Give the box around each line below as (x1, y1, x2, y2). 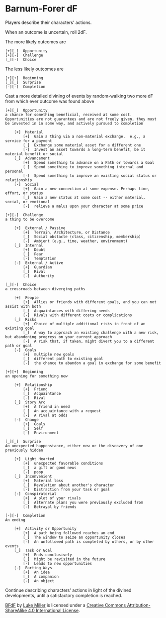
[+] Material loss (23, 478, 64, 483)
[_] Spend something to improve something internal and (23, 164, 143, 169)
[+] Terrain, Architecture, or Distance (23, 230, 110, 235)
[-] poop (23, 469, 43, 475)
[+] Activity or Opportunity (14, 526, 77, 531)
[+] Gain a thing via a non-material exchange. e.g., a (23, 134, 146, 139)
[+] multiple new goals (23, 352, 75, 357)
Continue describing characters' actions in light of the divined (5, 587, 132, 593)
